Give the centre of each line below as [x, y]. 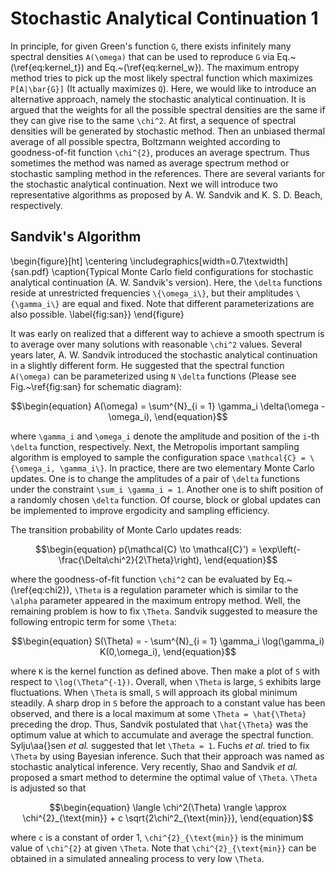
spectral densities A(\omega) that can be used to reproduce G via [142, 56]
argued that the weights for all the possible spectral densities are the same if [168, 109]
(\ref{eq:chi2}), [41, 589]
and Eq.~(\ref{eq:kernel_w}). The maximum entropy [193, 67]
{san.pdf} [30, 271]
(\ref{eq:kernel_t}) [47, 67]
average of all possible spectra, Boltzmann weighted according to [146, 141]
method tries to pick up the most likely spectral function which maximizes [161, 78]
